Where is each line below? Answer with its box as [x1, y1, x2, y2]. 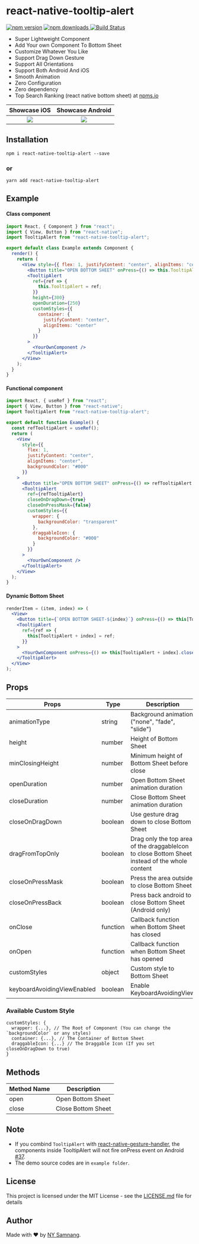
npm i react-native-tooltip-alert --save [6, 150, 110, 157]
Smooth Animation [14, 73, 60, 80]
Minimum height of [130, 751, 183, 760]
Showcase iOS [9, 106, 52, 114]
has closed [130, 930, 161, 938]
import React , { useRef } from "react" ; [6, 398, 108, 404]
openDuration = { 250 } [32, 301, 81, 307]
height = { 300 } [32, 295, 65, 301]
